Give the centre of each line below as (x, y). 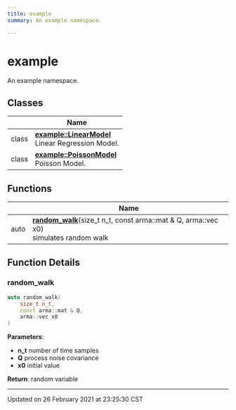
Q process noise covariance (58, 358)
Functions (30, 188)
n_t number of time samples (58, 351)
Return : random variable (43, 379)
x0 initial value (39, 366)
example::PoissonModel (76, 155)
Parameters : (26, 337)
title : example (29, 14)
